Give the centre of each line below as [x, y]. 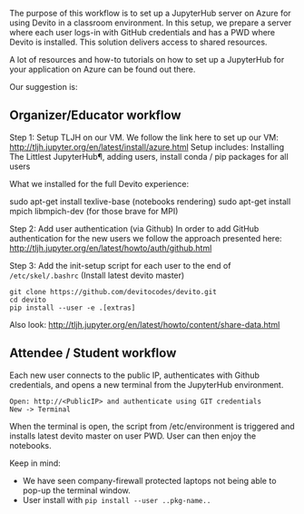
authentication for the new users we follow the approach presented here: [146, 238]
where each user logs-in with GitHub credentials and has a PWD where [142, 32]
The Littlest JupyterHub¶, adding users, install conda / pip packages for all [149, 156]
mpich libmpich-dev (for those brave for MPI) [94, 211]
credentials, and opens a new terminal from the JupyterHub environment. [147, 384]
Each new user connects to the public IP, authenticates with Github [135, 375]
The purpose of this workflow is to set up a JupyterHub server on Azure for [151, 13]
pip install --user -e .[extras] [73, 308]
